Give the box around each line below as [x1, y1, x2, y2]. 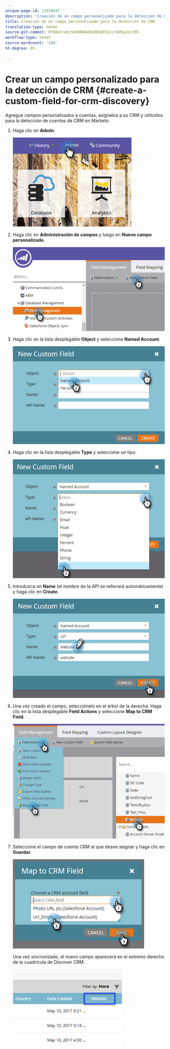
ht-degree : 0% [5, 46, 35, 51]
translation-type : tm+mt [5, 24, 58, 29]
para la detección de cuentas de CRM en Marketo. [5, 117, 110, 124]
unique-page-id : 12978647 [5, 8, 60, 13]
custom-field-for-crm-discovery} [5, 95, 150, 107]
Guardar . [12, 849, 32, 855]
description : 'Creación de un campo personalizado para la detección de [5, 13, 162, 19]
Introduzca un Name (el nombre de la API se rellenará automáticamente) [12, 583, 163, 589]
